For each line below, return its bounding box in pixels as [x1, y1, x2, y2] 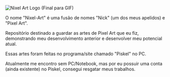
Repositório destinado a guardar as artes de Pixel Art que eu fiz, [5, 30, 139, 36]
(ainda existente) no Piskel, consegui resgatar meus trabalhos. [5, 66, 135, 72]
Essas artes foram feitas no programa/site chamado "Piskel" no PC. [5, 51, 146, 57]
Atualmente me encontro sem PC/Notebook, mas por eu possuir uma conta [5, 61, 162, 66]
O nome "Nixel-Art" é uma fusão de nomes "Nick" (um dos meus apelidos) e [5, 15, 165, 20]
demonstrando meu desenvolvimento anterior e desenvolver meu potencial [5, 36, 162, 41]
